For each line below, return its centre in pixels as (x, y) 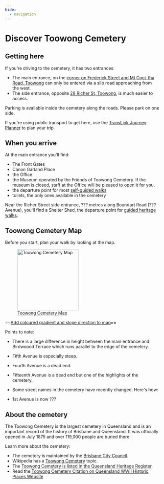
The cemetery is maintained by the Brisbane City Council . (70, 456)
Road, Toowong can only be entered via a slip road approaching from (82, 83)
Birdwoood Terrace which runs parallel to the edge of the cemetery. (81, 347)
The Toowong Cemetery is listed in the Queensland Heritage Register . (82, 466)
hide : (11, 10)
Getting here (24, 56)
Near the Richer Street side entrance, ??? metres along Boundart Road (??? (81, 205)
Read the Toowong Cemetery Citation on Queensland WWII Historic (80, 471)
